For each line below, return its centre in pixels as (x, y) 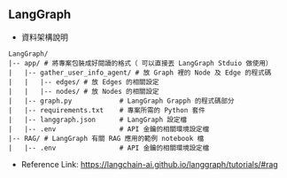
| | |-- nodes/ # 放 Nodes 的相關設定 (84, 91)
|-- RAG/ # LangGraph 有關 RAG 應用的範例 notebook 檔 (106, 138)
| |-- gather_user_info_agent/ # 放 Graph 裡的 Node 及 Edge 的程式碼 (140, 73)
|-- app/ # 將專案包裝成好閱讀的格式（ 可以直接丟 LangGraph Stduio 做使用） (140, 63)
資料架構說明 (44, 37)
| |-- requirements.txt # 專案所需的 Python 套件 (107, 110)
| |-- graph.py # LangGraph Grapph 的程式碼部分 (121, 101)
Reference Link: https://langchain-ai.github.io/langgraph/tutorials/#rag (149, 164)
